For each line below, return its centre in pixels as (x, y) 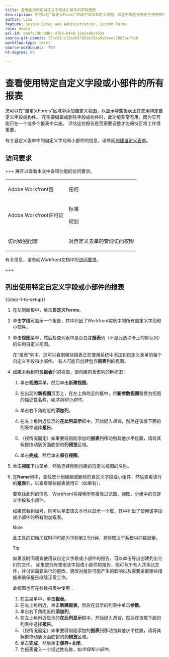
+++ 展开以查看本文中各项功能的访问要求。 (50, 171)
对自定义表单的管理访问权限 (101, 241)
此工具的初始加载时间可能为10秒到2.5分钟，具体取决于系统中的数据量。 (87, 538)
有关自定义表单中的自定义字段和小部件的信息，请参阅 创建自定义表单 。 (78, 141)
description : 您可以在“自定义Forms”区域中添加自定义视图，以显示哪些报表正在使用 (82, 15)
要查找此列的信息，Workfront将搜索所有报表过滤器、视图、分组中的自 (84, 494)
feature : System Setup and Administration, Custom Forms (66, 24)
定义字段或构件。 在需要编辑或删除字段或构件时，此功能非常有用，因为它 (81, 117)
